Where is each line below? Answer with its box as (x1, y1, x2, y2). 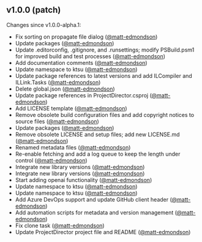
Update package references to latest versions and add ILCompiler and (15, 72, 193, 79)
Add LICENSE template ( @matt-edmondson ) (15, 104, 127, 112)
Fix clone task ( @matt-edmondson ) (15, 222, 105, 229)
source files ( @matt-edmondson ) (15, 118, 99, 125)
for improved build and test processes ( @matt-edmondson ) (15, 52, 166, 60)
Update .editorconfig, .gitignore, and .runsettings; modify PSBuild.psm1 (15, 46, 195, 53)
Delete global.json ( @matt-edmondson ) (15, 85, 115, 93)
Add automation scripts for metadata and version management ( (15, 208, 178, 216)
